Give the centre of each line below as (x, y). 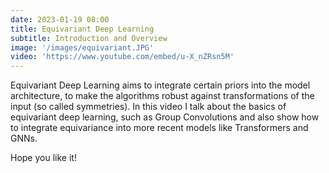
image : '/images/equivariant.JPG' (82, 47)
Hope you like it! (43, 158)
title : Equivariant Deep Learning (82, 29)
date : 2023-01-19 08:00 (60, 19)
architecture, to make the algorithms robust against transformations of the (162, 96)
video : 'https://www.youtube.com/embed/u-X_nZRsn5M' (122, 57)
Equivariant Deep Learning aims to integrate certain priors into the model (160, 85)
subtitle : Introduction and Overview (89, 38)
